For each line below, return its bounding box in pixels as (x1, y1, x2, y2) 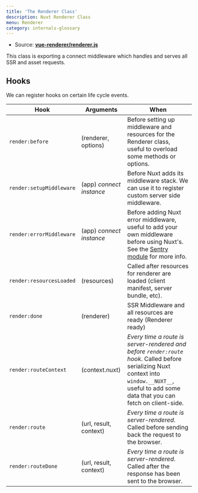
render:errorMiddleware (9, 231, 76, 238)
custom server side (127, 191, 181, 200)
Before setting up (127, 115, 175, 124)
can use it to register (127, 184, 184, 192)
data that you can (127, 392, 176, 400)
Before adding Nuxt (127, 209, 181, 217)
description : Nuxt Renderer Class (6, 14, 91, 20)
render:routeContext (9, 366, 67, 373)
